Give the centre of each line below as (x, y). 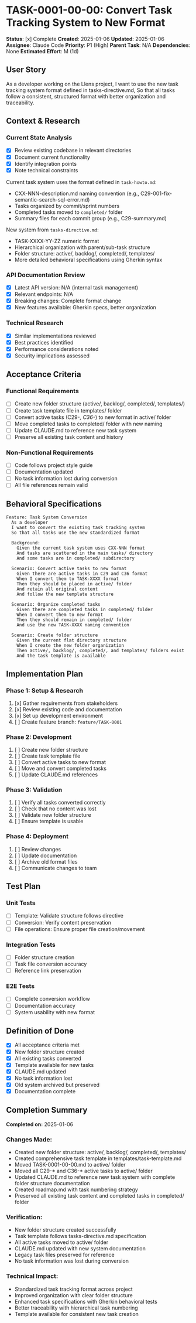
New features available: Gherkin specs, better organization (85, 308)
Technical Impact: (32, 1276)
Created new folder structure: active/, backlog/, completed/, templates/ (100, 1152)
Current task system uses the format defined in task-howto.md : (81, 182)
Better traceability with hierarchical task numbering (76, 1308)
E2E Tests (20, 986)
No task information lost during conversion (66, 479)
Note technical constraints (46, 170)
